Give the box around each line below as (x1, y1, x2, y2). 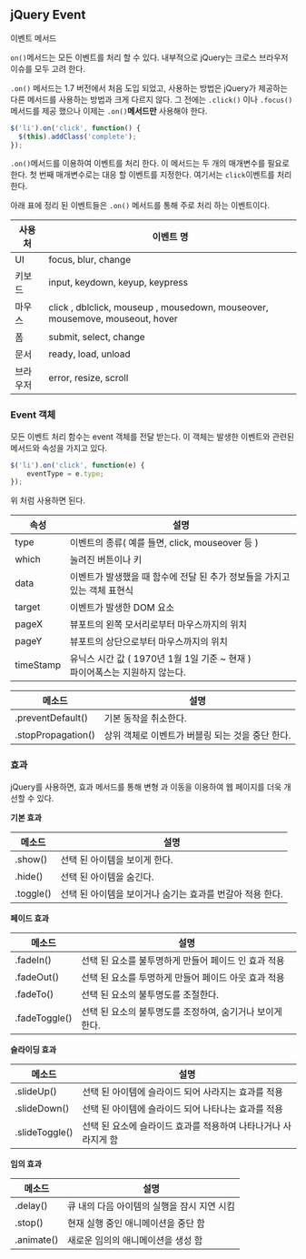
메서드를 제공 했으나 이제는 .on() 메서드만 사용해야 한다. (10, 105, 208, 116)
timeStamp (15, 659, 62, 671)
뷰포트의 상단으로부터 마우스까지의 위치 (69, 636, 228, 649)
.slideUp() (15, 1084, 57, 1097)
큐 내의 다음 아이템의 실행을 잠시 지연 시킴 (67, 1200, 235, 1213)
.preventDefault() (15, 711, 89, 724)
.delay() (15, 1199, 48, 1212)
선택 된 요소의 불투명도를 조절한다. (81, 988, 220, 1001)
